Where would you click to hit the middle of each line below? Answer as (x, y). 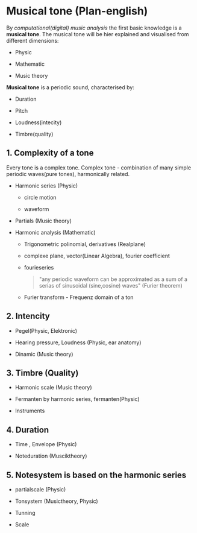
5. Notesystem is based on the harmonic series (96, 475)
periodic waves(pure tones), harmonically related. (68, 174)
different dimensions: (33, 40)
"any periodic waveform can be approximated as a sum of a (113, 279)
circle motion (40, 197)
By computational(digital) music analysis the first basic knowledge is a (94, 28)
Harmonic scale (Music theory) (53, 388)
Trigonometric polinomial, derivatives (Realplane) (85, 244)
